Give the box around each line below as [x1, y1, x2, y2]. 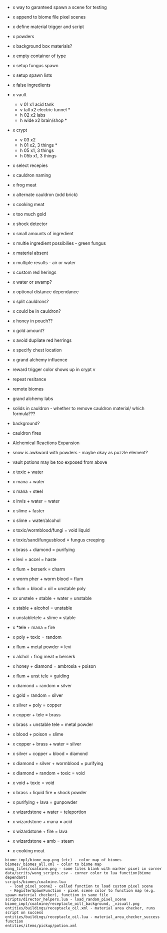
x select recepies [12, 162, 48, 168]
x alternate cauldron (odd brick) [12, 192, 78, 198]
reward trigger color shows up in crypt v [12, 366, 96, 372]
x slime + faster [12, 508, 45, 513]
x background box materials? [12, 43, 72, 49]
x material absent [12, 250, 48, 256]
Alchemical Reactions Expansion [12, 440, 80, 446]
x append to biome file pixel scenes [12, 14, 86, 20]
